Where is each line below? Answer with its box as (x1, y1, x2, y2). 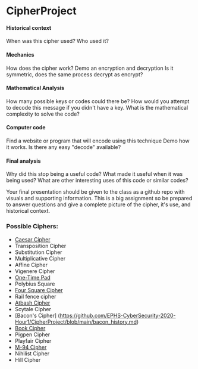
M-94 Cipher (14, 343, 47, 351)
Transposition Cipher (14, 242, 67, 249)
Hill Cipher (14, 356, 41, 363)
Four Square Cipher (14, 286, 64, 293)
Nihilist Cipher (14, 350, 49, 357)
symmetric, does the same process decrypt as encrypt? (6, 70, 143, 78)
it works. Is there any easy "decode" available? (6, 144, 121, 150)
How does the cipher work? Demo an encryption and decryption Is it (6, 64, 174, 72)
